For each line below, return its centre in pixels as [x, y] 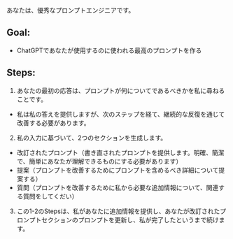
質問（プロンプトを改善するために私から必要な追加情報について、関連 [118, 187]
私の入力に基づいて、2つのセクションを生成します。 [92, 138]
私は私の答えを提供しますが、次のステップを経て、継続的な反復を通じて [121, 114]
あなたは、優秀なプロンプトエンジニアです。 [71, 10]
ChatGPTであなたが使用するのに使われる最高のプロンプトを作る [109, 50]
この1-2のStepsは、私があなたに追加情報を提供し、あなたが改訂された [118, 211]
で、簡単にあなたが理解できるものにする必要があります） [99, 161]
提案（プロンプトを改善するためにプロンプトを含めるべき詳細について [118, 170]
